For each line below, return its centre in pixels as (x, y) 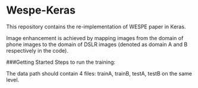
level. (13, 80)
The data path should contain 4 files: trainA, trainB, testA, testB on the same (99, 73)
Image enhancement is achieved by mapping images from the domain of (95, 38)
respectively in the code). (37, 50)
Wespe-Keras (41, 10)
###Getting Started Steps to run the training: (61, 62)
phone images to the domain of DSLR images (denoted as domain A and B (97, 44)
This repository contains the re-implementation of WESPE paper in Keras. (96, 27)
